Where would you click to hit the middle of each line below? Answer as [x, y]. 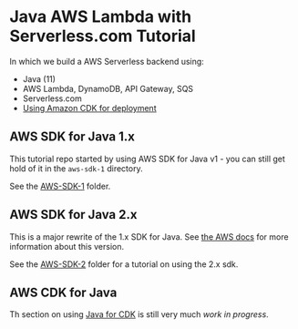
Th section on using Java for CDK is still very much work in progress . [139, 314]
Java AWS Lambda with [101, 17]
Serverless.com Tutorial [103, 36]
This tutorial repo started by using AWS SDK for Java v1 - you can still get [147, 159]
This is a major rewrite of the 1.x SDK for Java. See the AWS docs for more [149, 236]
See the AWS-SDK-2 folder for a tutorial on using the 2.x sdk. [124, 264]
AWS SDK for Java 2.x [73, 215]
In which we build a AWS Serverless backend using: [107, 61]
